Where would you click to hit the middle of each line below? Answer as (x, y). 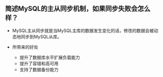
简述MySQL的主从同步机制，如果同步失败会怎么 (78, 9)
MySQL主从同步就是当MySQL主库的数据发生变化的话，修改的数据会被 (83, 30)
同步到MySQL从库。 (41, 37)
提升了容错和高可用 (39, 63)
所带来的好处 (25, 47)
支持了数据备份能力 (39, 69)
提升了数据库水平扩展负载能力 (50, 57)
